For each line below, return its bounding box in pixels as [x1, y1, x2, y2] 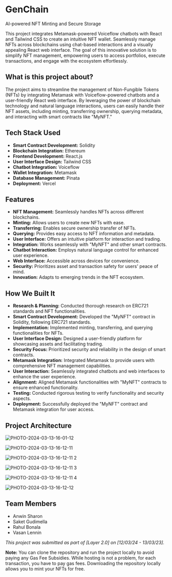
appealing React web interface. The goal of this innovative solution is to [5, 47, 157, 53]
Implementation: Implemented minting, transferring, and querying [12, 324, 153, 331]
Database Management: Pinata [12, 175, 80, 181]
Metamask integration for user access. [12, 407, 95, 413]
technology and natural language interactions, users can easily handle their [5, 103, 165, 109]
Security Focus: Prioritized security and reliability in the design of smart [12, 347, 166, 353]
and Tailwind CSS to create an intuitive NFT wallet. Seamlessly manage [5, 36, 156, 42]
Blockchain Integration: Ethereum [12, 147, 86, 153]
